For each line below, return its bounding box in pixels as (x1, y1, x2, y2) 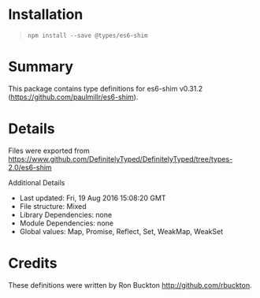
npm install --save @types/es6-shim (27, 32, 148, 39)
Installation (8, 6, 84, 24)
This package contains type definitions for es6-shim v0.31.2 (8, 84, 203, 93)
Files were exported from (8, 146, 90, 155)
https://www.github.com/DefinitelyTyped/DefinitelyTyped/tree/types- (8, 154, 233, 163)
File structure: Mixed (19, 201, 87, 210)
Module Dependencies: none (19, 218, 114, 228)
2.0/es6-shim (8, 162, 53, 172)
